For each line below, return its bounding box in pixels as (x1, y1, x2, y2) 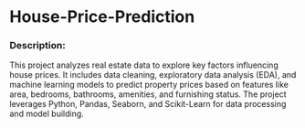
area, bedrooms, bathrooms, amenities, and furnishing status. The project (9, 89, 287, 100)
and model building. (9, 108, 84, 120)
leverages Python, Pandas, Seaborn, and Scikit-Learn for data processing (9, 99, 287, 110)
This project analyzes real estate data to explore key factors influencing (9, 59, 279, 70)
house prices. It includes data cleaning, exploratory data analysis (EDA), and (9, 69, 297, 80)
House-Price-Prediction (9, 6, 195, 27)
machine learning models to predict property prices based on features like (9, 80, 289, 91)
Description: (9, 39, 66, 52)
